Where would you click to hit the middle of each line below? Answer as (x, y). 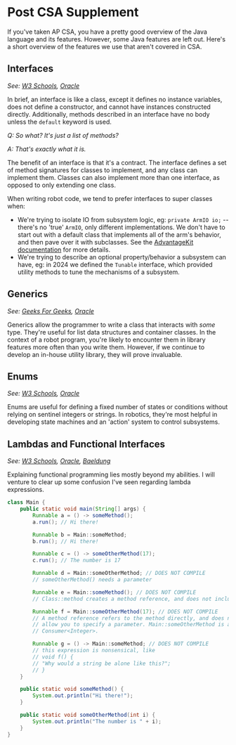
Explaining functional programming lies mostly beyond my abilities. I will (111, 474)
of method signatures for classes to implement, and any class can (103, 170)
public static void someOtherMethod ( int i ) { (88, 715)
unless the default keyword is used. (60, 122)
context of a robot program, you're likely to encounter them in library (106, 339)
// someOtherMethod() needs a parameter (92, 580)
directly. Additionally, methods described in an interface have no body (109, 114)
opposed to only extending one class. (61, 185)
